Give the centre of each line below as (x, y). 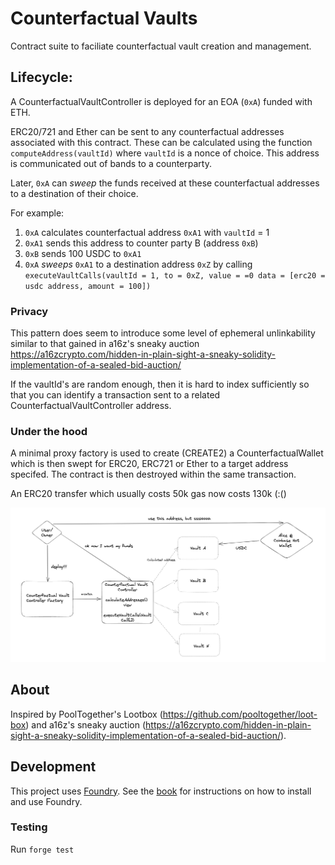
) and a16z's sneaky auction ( (86, 724)
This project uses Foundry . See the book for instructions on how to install (161, 791)
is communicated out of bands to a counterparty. (111, 163)
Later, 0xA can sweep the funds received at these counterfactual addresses (165, 183)
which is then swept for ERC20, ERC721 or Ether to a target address (149, 464)
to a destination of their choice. (74, 193)
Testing (29, 827)
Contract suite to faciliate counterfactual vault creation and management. (161, 46)
